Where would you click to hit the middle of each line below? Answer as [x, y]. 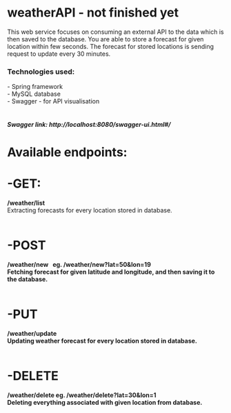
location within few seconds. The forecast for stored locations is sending [110, 46]
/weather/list [26, 203]
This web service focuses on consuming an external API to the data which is [115, 32]
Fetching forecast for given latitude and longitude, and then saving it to [111, 272]
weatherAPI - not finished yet [93, 13]
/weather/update [32, 333]
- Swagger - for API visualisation [53, 101]
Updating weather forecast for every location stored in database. [102, 341]
